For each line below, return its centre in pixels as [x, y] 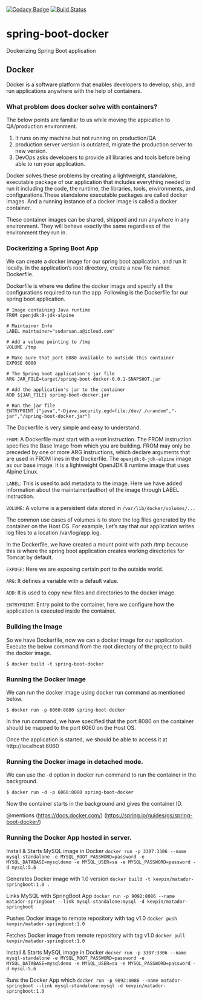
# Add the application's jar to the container [66, 390]
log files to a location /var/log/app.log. [54, 533]
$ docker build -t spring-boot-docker [55, 664]
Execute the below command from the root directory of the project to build [99, 646]
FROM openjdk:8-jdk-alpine [40, 316]
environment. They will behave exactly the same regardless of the [88, 226]
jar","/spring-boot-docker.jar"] [48, 417]
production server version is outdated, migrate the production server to [104, 145]
